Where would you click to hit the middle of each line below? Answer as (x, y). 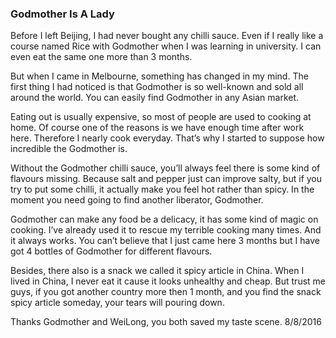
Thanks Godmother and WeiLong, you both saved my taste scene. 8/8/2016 (166, 322)
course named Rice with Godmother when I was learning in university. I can (166, 46)
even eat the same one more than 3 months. (101, 57)
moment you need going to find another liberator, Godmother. (137, 200)
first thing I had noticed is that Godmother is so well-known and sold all (157, 87)
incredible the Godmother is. (69, 149)
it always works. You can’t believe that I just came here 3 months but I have (165, 241)
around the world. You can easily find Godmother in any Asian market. (155, 98)
